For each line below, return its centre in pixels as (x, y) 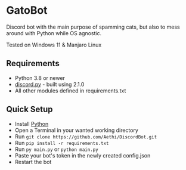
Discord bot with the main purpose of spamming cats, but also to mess (93, 27)
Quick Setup (30, 109)
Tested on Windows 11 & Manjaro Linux (54, 45)
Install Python (32, 123)
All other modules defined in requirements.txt (70, 91)
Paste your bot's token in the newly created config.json (83, 155)
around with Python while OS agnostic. (54, 33)
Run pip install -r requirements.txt (62, 143)
